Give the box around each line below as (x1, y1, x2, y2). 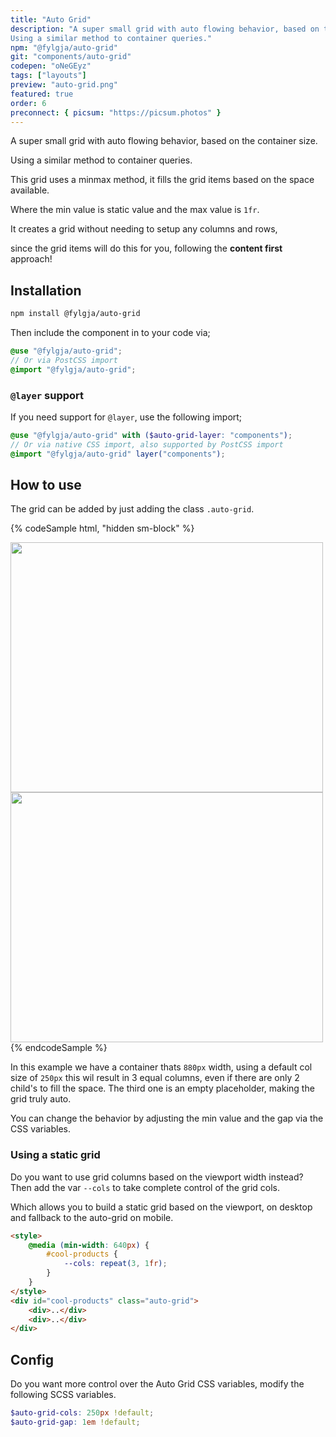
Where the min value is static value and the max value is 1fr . (10, 204, 260, 216)
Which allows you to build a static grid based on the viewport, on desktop (10, 1201, 313, 1213)
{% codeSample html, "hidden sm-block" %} (10, 522, 195, 535)
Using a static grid (10, 1148, 101, 1162)
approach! (10, 253, 53, 265)
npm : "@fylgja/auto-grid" (10, 42, 118, 53)
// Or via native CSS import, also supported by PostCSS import (10, 439, 284, 450)
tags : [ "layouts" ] (10, 71, 87, 81)
